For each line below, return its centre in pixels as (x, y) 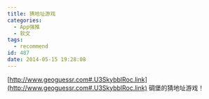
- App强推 (27, 27)
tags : (15, 40)
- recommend (31, 46)
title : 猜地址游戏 (32, 14)
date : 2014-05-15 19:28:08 (47, 60)
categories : (25, 20)
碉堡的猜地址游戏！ (176, 88)
